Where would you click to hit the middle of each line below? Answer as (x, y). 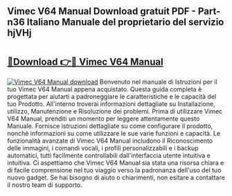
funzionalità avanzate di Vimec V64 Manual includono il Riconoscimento (110, 141)
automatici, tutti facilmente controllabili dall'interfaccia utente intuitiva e (109, 155)
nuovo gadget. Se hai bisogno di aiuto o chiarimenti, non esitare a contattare (116, 177)
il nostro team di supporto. (45, 185)
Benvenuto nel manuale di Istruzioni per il (158, 82)
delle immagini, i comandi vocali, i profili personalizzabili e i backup (103, 148)
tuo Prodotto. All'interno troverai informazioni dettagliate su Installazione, (111, 104)
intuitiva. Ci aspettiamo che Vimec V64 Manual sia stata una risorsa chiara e (116, 163)
